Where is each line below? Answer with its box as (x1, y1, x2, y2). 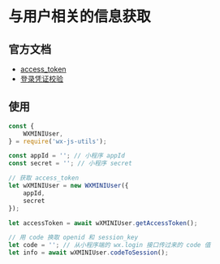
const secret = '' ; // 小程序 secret (8, 159, 132, 167)
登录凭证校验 (19, 74, 63, 84)
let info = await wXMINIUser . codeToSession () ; (8, 249, 169, 257)
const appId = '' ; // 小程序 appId (8, 152, 126, 160)
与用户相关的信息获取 (8, 7, 152, 26)
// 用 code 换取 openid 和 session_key (8, 233, 139, 242)
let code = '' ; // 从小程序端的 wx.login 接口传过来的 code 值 (8, 241, 211, 249)
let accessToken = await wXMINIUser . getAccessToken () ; (8, 219, 198, 227)
